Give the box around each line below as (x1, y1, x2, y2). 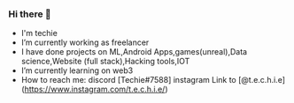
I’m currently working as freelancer (20, 37, 150, 48)
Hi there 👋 (8, 8, 52, 20)
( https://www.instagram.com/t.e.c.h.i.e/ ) (20, 84, 168, 95)
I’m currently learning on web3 (20, 65, 134, 76)
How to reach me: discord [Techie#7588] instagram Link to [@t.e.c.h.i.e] (20, 75, 285, 85)
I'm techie (20, 28, 58, 39)
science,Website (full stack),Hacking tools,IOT (20, 56, 190, 67)
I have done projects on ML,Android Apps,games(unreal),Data (20, 47, 248, 57)
